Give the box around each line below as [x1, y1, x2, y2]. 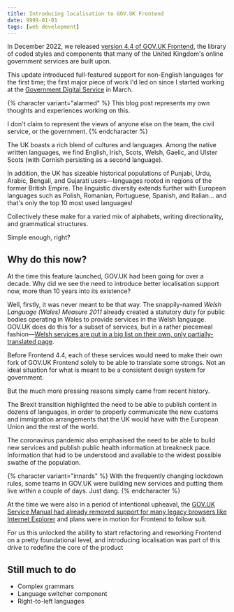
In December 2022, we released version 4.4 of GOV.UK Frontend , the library [7, 43, 227, 51]
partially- [187, 330, 214, 338]
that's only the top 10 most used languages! [7, 199, 133, 207]
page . [37, 338, 54, 346]
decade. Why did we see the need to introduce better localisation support [7, 280, 219, 288]
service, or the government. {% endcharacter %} [7, 127, 148, 136]
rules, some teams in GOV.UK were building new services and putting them [7, 479, 224, 488]
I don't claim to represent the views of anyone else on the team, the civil [7, 120, 214, 128]
